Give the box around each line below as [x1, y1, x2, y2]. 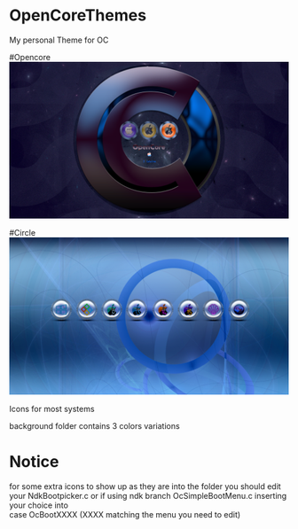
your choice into [9, 500, 69, 510]
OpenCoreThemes [9, 5, 147, 26]
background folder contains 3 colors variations [9, 420, 180, 431]
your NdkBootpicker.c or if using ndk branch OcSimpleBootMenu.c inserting [9, 490, 287, 501]
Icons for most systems [9, 403, 95, 414]
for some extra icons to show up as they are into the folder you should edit [9, 480, 281, 492]
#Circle [9, 228, 36, 238]
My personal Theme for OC [9, 35, 109, 45]
